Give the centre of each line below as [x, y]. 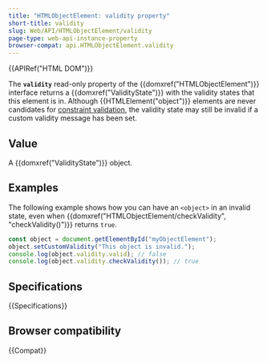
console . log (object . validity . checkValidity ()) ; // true [103, 262]
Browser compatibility [65, 331]
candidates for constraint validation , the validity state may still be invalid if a [133, 110]
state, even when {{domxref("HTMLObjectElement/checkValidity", [117, 216]
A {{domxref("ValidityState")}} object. [71, 162]
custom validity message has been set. [73, 118]
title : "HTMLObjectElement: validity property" [89, 16]
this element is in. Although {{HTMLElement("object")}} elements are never [132, 101]
